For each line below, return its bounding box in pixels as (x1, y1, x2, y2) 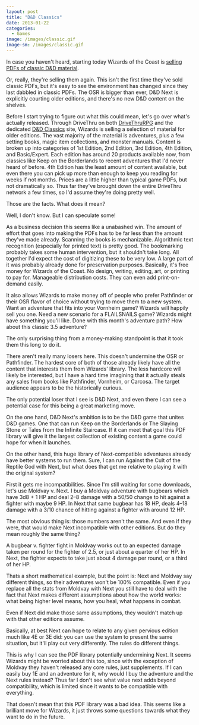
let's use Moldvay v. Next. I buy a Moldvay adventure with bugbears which (6, 487, 189, 494)
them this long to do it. (6, 341, 61, 348)
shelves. (6, 101, 27, 108)
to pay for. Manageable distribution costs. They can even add (6, 274, 156, 281)
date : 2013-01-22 (6, 20, 49, 26)
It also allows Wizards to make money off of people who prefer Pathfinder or (6, 291, 193, 299)
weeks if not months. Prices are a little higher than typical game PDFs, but (6, 176, 187, 183)
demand (6, 280, 27, 287)
